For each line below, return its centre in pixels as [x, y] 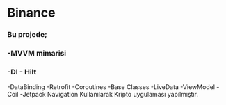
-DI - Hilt [22, 72]
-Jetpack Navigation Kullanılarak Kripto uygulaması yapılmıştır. [109, 95]
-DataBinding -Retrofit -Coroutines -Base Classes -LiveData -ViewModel [111, 87]
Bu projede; [27, 35]
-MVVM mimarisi [37, 54]
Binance [31, 13]
